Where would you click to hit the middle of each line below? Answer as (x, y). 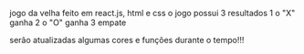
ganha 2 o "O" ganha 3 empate (68, 22)
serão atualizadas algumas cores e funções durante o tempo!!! (127, 40)
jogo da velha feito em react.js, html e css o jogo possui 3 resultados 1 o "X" (152, 13)
